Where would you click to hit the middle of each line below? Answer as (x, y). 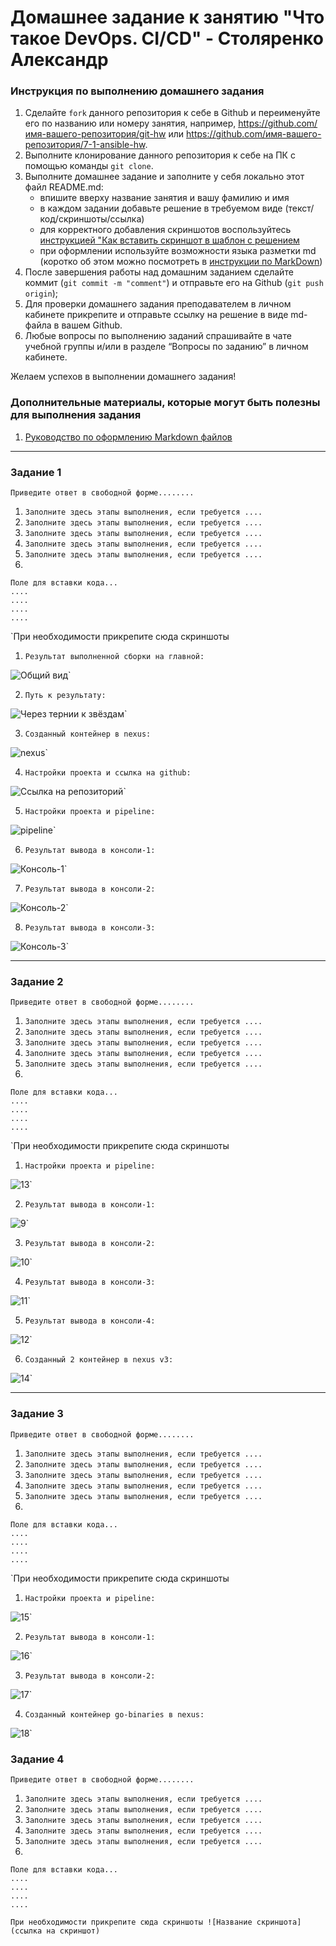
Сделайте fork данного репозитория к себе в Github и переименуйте (172, 113)
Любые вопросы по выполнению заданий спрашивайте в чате (158, 336)
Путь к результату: (65, 696)
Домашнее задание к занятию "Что (167, 17)
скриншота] (279, 1922)
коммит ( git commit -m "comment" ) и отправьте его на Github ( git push (174, 283)
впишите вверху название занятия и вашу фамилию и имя (164, 198)
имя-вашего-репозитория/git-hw (95, 134)
